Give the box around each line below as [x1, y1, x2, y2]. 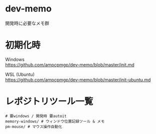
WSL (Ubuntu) [5, 71, 35, 77]
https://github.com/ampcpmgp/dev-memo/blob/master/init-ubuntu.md [5, 76, 151, 82]
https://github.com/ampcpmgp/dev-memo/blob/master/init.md [5, 61, 134, 67]
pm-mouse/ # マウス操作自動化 [5, 124, 63, 129]
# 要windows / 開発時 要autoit [5, 113, 67, 118]
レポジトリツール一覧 [5, 96, 94, 107]
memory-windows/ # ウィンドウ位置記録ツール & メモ [5, 118, 105, 124]
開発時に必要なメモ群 [5, 20, 49, 26]
